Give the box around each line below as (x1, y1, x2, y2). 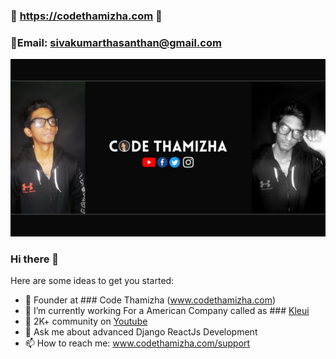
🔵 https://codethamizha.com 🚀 (10, 9, 163, 23)
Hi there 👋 (10, 252, 60, 266)
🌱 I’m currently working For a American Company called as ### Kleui (24, 305, 310, 317)
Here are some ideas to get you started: (10, 275, 175, 287)
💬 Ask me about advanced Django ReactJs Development (24, 326, 258, 338)
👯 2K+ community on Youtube (24, 315, 148, 328)
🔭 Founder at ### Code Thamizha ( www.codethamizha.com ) (24, 294, 277, 306)
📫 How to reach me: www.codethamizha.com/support (24, 337, 251, 349)
